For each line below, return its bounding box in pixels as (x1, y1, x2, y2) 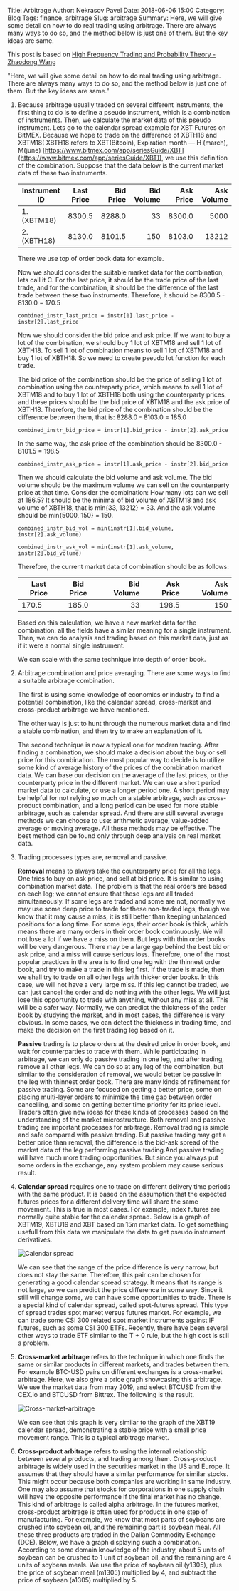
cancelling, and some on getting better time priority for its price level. (17, 1100, 221, 1108)
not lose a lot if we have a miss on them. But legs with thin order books (17, 935, 225, 943)
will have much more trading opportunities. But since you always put (17, 1153, 218, 1162)
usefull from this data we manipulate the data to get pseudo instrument (17, 1228, 226, 1236)
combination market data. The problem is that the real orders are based (17, 882, 228, 890)
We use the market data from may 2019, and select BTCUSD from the (17, 1383, 221, 1391)
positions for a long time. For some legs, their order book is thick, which (17, 920, 228, 928)
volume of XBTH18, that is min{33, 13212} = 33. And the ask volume (17, 503, 216, 512)
